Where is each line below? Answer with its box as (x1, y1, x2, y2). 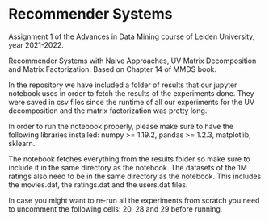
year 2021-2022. (8, 40, 65, 49)
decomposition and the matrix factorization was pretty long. (8, 106, 208, 115)
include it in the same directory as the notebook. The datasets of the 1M (8, 162, 248, 172)
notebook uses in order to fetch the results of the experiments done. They (8, 88, 254, 98)
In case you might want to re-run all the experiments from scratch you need (8, 195, 260, 205)
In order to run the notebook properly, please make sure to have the (8, 121, 234, 131)
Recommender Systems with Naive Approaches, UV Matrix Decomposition (8, 56, 257, 65)
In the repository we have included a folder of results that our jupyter (8, 80, 237, 90)
